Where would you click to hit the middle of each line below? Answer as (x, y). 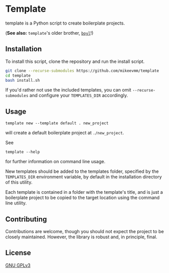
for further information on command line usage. (56, 162)
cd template (18, 75)
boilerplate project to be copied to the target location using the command (82, 198)
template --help (23, 152)
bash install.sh (23, 80)
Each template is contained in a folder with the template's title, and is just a (84, 192)
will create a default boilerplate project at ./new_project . (65, 133)
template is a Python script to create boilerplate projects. (65, 23)
